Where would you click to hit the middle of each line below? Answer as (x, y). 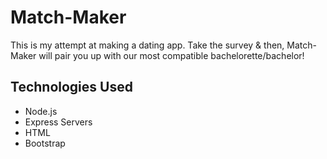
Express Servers (58, 122)
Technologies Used (71, 87)
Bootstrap (45, 143)
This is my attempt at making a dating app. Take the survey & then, (147, 45)
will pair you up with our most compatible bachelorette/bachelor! (171, 55)
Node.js (41, 111)
